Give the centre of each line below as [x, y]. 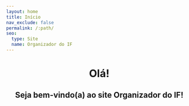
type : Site [25, 39]
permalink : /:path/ [30, 28]
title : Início [24, 17]
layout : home [22, 11]
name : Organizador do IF [42, 45]
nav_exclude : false [30, 22]
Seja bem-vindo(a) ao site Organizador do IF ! [99, 95]
